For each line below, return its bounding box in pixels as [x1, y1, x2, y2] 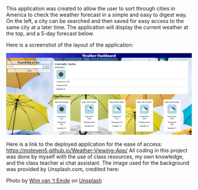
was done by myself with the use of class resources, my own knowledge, [6, 153, 184, 160]
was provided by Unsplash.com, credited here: [6, 165, 120, 172]
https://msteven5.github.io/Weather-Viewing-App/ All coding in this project [6, 146, 188, 154]
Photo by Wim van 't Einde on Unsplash [6, 176, 102, 184]
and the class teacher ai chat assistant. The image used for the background [6, 159, 190, 166]
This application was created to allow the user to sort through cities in [6, 5, 176, 12]
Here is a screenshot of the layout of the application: [6, 41, 134, 48]
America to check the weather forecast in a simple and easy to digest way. [6, 11, 187, 18]
